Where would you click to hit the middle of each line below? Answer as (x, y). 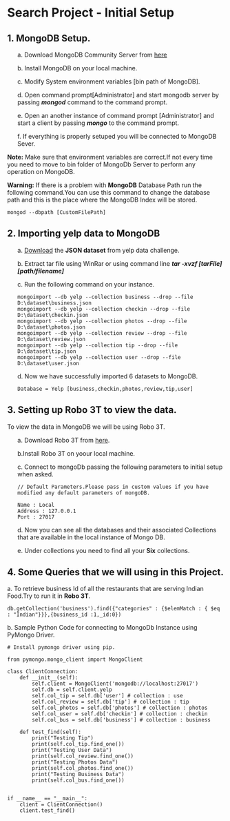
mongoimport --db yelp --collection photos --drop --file (102, 321)
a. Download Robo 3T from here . (63, 440)
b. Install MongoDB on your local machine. (77, 68)
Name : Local (36, 505)
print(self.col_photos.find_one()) (83, 769)
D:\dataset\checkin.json (53, 315)
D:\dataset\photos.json (51, 327)
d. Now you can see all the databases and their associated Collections (117, 530)
